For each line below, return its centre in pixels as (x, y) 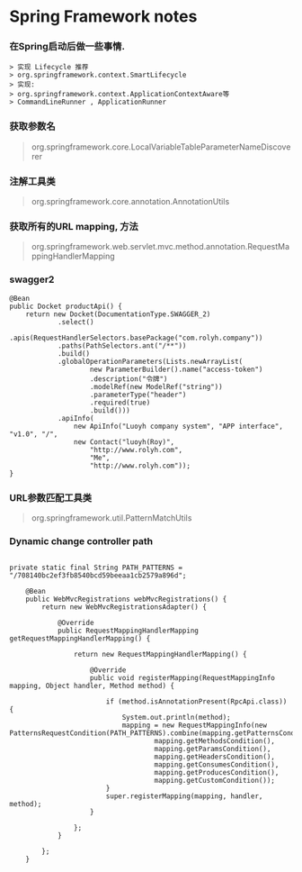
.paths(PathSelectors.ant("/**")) (122, 345)
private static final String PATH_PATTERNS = (96, 568)
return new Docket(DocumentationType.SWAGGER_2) (118, 314)
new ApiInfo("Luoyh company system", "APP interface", (178, 426)
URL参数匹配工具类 (51, 497)
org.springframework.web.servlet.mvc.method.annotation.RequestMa (160, 247)
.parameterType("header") (138, 395)
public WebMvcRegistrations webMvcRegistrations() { (126, 599)
